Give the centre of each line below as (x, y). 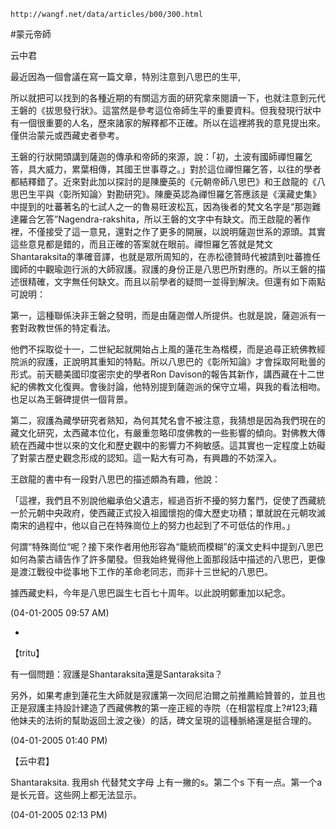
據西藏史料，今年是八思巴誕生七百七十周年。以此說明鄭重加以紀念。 (150, 593)
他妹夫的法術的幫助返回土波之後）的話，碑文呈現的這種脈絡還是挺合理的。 (163, 720)
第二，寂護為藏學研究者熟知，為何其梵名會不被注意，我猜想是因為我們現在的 (168, 420)
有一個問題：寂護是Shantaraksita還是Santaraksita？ (116, 674)
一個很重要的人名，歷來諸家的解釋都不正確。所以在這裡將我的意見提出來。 (172, 123)
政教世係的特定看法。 (71, 328)
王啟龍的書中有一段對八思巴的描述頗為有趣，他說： (115, 479)
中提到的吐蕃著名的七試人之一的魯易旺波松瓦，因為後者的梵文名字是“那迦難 (166, 206)
